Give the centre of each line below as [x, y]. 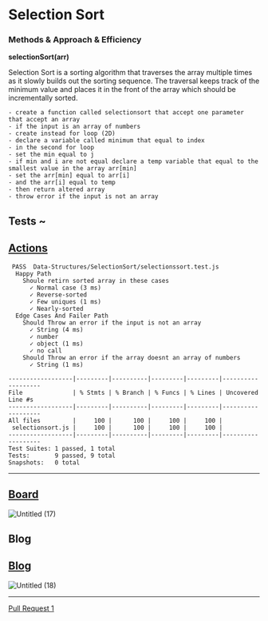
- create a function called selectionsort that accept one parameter [126, 113]
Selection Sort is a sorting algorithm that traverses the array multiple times [130, 73]
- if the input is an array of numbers [75, 127]
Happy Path [33, 273]
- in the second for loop [51, 148]
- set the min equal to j [51, 155]
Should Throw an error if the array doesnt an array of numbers [132, 357]
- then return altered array [57, 189]
